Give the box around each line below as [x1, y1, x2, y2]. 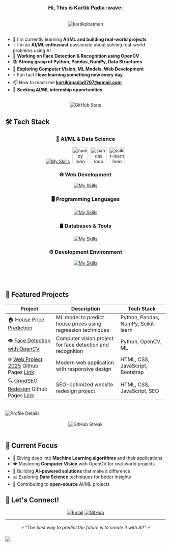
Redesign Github [8, 385, 48, 393]
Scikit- [140, 320, 157, 327]
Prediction [8, 324, 33, 331]
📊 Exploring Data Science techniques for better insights [12, 474, 131, 480]
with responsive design [55, 365, 111, 372]
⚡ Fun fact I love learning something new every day [12, 72, 123, 78]
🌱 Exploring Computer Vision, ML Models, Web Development [12, 66, 144, 72]
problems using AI [12, 47, 51, 54]
